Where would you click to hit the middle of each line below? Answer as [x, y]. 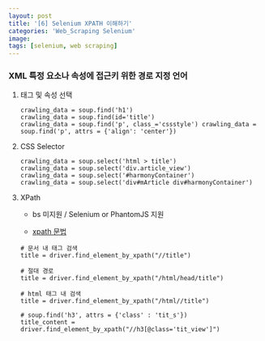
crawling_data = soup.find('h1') [77, 110]
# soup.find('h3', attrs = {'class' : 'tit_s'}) [104, 315]
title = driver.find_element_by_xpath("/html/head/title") [122, 279]
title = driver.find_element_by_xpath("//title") [106, 256]
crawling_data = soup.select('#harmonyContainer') [107, 176]
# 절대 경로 [37, 271]
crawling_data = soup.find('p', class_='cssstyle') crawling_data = [138, 125]
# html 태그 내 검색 [50, 294]
